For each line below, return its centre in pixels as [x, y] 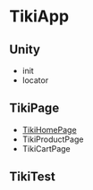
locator [35, 80]
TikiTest [32, 177]
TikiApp [39, 17]
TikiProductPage [53, 139]
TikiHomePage [50, 129]
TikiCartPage [46, 148]
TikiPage [34, 108]
